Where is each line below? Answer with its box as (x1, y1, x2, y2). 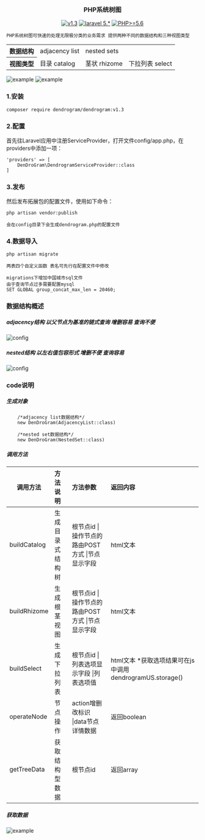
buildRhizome (9, 607, 49, 616)
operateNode (9, 712, 48, 721)
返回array (110, 765, 138, 774)
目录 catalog (40, 59, 76, 68)
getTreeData (9, 765, 45, 774)
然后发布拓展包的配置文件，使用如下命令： (6, 197, 113, 205)
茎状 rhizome (85, 59, 123, 68)
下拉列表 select (128, 59, 173, 68)
